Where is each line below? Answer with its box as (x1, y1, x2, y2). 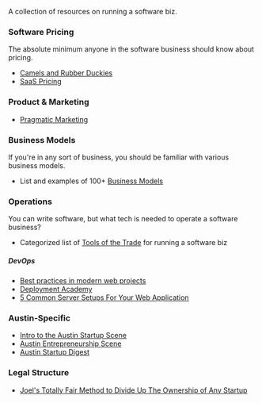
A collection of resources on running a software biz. (8, 7, 177, 16)
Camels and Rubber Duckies (19, 68, 113, 78)
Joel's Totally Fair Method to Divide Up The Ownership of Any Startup (19, 385, 248, 395)
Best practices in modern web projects (19, 276, 146, 286)
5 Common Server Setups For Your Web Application (19, 293, 189, 302)
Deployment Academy (19, 285, 93, 294)
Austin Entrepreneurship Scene (19, 339, 122, 348)
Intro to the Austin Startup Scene (19, 331, 127, 340)
